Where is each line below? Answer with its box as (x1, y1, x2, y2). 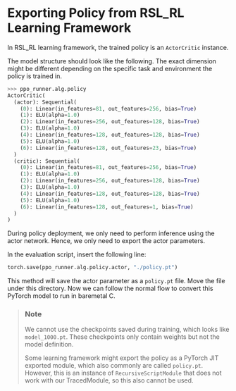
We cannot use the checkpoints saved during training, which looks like (24, 325, 230, 334)
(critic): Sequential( (13, 157, 80, 165)
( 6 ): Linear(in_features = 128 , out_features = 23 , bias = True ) (20, 144, 197, 151)
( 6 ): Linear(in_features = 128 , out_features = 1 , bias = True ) (20, 203, 194, 211)
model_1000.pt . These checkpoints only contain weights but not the (24, 333, 220, 341)
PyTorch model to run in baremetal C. (7, 292, 116, 300)
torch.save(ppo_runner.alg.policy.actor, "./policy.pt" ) (7, 264, 178, 271)
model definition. (24, 340, 74, 349)
